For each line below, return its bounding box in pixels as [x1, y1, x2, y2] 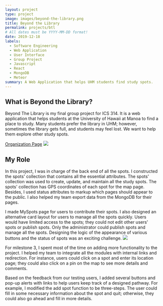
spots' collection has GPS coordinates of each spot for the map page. [5, 184, 145, 190]
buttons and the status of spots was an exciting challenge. [5, 235, 122, 241]
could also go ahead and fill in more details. [5, 296, 92, 302]
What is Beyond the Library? [5, 98, 93, 106]
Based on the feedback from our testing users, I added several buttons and [5, 275, 156, 281]
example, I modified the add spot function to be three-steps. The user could [5, 286, 157, 291]
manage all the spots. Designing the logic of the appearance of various [5, 229, 147, 235]
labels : [5, 39, 21, 44]
